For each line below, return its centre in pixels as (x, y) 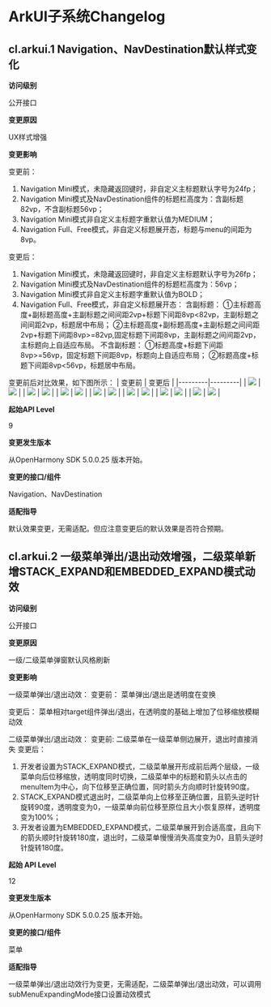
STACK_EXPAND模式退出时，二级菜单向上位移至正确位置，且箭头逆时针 (140, 797)
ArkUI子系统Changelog (87, 17)
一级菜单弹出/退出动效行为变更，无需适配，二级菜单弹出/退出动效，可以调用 (135, 983)
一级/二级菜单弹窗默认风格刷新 (59, 660)
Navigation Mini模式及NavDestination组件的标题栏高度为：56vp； (129, 284)
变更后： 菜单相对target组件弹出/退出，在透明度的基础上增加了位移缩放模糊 (134, 712)
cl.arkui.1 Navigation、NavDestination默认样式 (127, 49)
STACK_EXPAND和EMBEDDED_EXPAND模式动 (137, 572)
